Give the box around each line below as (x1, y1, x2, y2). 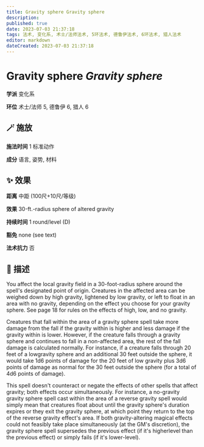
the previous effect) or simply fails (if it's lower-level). (6, 434, 141, 441)
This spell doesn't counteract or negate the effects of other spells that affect (6, 382, 198, 389)
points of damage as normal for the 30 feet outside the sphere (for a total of (6, 363, 197, 371)
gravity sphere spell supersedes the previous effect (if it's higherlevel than (6, 427, 193, 435)
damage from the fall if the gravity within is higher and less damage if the (6, 324, 190, 332)
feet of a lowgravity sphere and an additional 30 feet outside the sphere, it (6, 351, 192, 358)
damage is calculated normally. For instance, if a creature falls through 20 (6, 344, 191, 351)
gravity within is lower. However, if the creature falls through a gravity (6, 331, 181, 338)
